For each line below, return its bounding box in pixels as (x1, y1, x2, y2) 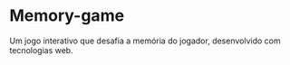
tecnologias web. (9, 44, 74, 55)
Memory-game (9, 5, 125, 26)
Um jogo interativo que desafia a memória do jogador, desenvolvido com (9, 35, 281, 46)
